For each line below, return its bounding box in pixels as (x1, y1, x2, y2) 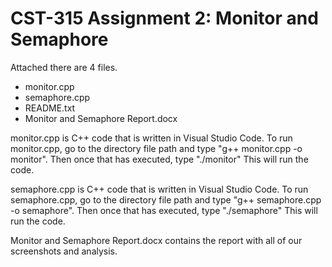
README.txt (24, 102, 76, 114)
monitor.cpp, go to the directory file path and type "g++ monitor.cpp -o (10, 142, 303, 154)
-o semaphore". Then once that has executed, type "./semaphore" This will (10, 204, 318, 216)
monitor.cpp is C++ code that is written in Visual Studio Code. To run (10, 132, 293, 144)
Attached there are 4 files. (10, 61, 118, 73)
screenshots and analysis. (10, 245, 118, 257)
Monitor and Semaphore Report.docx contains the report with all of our (10, 234, 303, 246)
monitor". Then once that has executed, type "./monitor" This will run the (10, 153, 309, 165)
